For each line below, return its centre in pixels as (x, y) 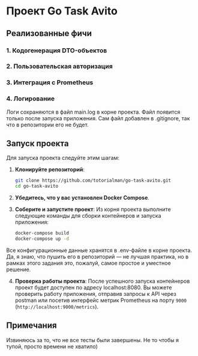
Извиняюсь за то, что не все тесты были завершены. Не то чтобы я (92, 340)
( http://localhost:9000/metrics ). (57, 306)
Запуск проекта (37, 143)
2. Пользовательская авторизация (59, 66)
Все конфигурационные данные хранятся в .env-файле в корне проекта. (99, 250)
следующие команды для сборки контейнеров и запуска (88, 216)
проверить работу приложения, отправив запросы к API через (95, 293)
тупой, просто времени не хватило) (52, 346)
